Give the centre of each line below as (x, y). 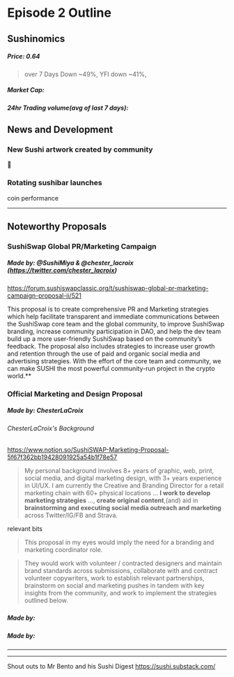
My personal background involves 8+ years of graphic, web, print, (119, 471)
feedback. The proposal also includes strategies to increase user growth (111, 346)
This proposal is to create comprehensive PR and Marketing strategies (108, 309)
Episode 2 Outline (59, 13)
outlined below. (46, 600)
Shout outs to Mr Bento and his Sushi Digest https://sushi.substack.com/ (111, 666)
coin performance (33, 198)
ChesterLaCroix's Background (50, 428)
